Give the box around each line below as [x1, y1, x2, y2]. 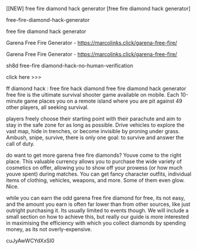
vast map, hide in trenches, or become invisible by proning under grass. [6, 128, 181, 134]
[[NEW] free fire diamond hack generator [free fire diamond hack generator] [6, 5, 191, 12]
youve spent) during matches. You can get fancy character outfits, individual [6, 170, 192, 177]
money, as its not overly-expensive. [6, 226, 92, 232]
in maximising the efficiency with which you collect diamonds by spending [6, 219, 186, 226]
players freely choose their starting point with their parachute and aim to [6, 115, 182, 122]
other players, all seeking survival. [6, 104, 89, 111]
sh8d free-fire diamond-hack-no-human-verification [6, 62, 133, 69]
